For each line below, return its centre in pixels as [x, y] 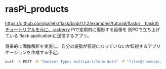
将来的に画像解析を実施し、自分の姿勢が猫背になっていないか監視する [77, 46]
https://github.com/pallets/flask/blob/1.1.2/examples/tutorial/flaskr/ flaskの [82, 23]
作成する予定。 [46, 52]
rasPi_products [37, 9]
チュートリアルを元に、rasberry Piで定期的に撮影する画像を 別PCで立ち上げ [83, 29]
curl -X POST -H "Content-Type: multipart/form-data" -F [65, 62]
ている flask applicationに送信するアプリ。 [48, 35]
